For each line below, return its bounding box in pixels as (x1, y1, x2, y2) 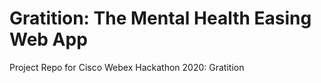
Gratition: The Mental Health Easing (9, 7, 312, 30)
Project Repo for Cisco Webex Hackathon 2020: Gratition (9, 61, 245, 73)
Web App (9, 28, 88, 51)
